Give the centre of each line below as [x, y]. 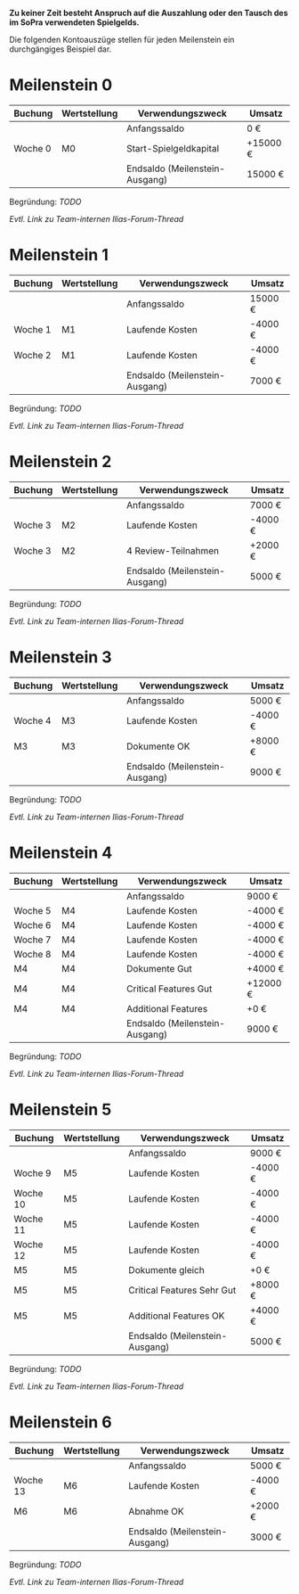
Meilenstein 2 [61, 462]
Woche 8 [32, 954]
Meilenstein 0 [61, 85]
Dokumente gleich [166, 1269]
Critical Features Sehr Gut [182, 1290]
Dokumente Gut [159, 968]
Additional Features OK [177, 1316]
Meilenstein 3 [61, 657]
